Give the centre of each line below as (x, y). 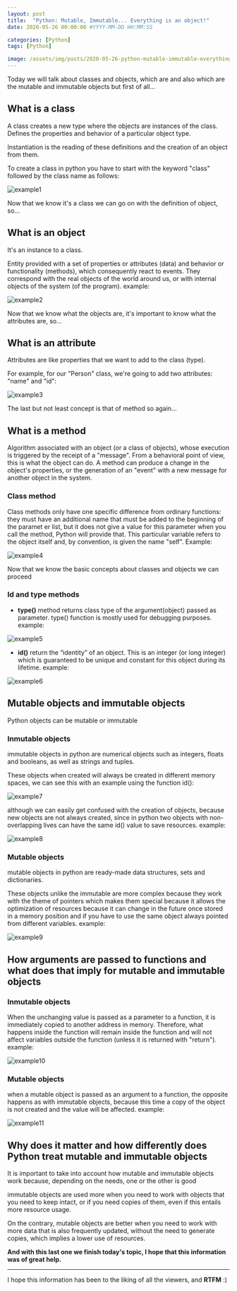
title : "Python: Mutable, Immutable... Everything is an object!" (109, 20)
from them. (24, 154)
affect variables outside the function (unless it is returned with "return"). (112, 1040)
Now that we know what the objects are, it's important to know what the (112, 313)
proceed (19, 576)
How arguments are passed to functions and (107, 959)
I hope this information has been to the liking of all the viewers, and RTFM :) (117, 1280)
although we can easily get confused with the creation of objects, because (116, 810)
